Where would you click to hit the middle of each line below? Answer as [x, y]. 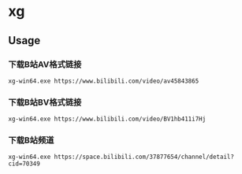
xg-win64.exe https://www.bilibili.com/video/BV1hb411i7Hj [107, 119]
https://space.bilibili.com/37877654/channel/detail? [144, 157]
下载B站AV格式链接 [45, 64]
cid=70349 [24, 164]
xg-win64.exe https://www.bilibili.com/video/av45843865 [104, 81]
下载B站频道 [31, 140]
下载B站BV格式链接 [45, 102]
